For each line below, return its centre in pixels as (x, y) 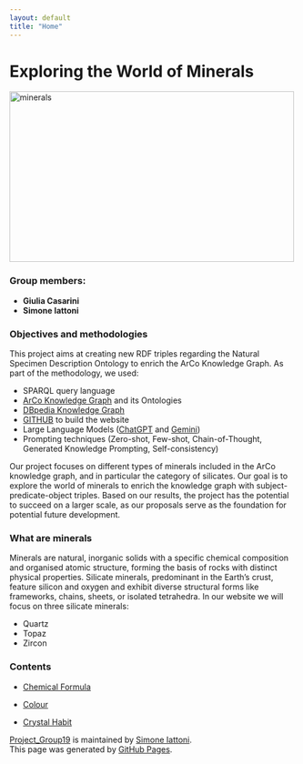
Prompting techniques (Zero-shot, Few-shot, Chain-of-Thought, (142, 439)
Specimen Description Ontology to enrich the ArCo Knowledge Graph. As (146, 364)
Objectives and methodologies (79, 334)
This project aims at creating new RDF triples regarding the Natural (135, 354)
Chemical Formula (56, 687)
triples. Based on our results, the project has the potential (182, 496)
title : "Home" (36, 26)
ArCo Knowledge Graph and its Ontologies (102, 400)
